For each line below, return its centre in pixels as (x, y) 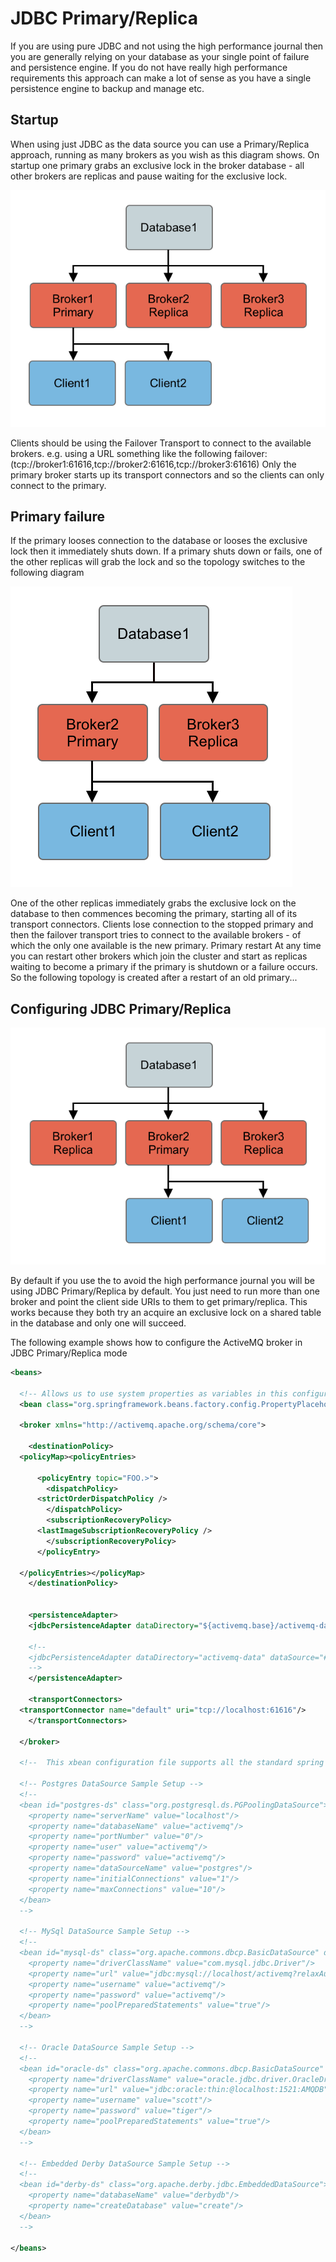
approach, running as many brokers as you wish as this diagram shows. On (165, 154)
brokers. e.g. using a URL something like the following (121, 453)
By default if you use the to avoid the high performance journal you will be (163, 1280)
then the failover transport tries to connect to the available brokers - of (156, 935)
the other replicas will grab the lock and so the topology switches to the (158, 562)
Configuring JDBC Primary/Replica (121, 1008)
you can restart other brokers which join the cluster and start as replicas (159, 956)
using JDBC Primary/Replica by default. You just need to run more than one (165, 1291)
